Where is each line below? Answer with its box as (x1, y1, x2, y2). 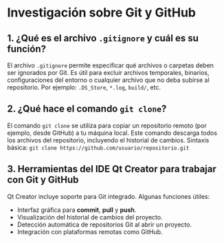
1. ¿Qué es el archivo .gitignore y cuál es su (7, 32, 199, 44)
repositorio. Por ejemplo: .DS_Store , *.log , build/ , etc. (7, 83, 161, 91)
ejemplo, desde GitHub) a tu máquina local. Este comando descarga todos (7, 129, 218, 137)
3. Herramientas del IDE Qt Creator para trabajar (7, 163, 216, 175)
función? (7, 43, 47, 54)
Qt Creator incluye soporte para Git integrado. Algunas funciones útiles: (7, 192, 210, 200)
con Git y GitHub (7, 174, 79, 186)
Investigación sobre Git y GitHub (7, 5, 196, 21)
